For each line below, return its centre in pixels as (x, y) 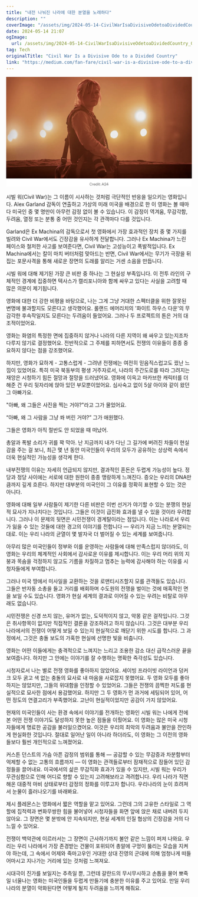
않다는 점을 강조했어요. (48, 350)
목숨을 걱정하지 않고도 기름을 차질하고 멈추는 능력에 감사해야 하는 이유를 (100, 561)
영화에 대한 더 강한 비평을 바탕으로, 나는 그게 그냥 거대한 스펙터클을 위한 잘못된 (96, 300)
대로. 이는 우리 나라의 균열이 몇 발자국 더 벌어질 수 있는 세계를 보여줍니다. (90, 533)
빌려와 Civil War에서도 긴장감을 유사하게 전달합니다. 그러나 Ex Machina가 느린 (96, 238)
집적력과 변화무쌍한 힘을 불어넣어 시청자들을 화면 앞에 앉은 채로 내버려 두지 (103, 811)
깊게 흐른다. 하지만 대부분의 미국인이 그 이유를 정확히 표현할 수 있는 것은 (104, 484)
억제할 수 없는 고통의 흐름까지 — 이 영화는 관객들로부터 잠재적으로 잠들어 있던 (95, 762)
